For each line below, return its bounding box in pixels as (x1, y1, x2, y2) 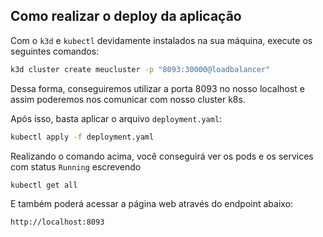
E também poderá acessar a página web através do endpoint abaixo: (10, 198, 294, 210)
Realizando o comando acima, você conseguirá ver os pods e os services (10, 150, 314, 162)
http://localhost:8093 (10, 217, 105, 228)
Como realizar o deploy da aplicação (10, 8, 242, 25)
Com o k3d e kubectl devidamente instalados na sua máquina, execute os (10, 34, 313, 46)
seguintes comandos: (10, 45, 100, 57)
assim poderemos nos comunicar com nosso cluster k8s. (10, 93, 246, 105)
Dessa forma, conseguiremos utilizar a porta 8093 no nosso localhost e (10, 82, 305, 94)
